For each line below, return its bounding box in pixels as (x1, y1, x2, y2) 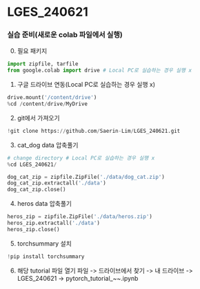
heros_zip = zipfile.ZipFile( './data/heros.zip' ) (7, 213, 153, 220)
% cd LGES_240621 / (7, 161, 57, 168)
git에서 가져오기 (17, 114, 60, 122)
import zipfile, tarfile (7, 61, 79, 67)
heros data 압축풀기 (17, 200, 72, 208)
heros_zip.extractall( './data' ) (7, 220, 100, 227)
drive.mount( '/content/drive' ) (7, 94, 97, 101)
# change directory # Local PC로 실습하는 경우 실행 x (7, 154, 155, 162)
